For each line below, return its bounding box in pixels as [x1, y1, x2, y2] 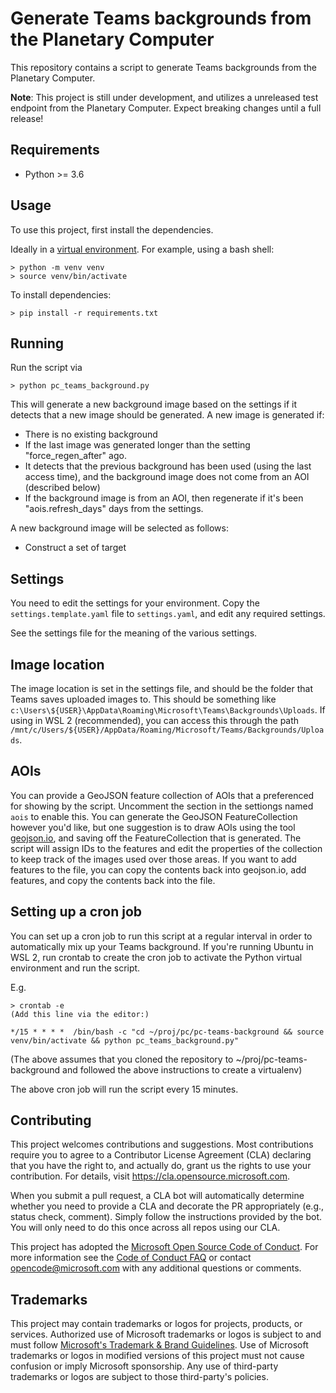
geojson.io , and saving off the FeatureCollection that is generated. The [10, 832, 302, 844]
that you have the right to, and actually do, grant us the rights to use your [10, 1160, 312, 1172]
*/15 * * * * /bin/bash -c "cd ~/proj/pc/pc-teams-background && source [10, 1027, 325, 1037]
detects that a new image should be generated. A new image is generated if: [10, 409, 325, 421]
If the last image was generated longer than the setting [24, 439, 251, 451]
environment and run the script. [10, 962, 141, 974]
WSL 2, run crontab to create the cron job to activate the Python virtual [10, 951, 303, 963]
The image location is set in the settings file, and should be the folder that [10, 683, 314, 694]
